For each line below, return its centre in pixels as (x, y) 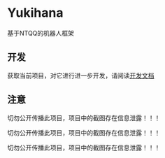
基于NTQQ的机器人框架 (41, 33)
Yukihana (35, 13)
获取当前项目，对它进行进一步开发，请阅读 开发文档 (81, 76)
